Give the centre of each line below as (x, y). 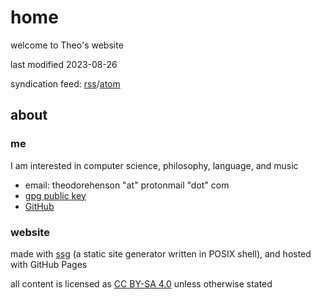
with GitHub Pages (49, 264)
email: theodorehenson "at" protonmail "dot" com (127, 185)
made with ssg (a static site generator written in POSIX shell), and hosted (161, 253)
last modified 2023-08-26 (64, 64)
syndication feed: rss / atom (65, 83)
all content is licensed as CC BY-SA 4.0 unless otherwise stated (141, 283)
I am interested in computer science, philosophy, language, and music (154, 165)
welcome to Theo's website (67, 45)
